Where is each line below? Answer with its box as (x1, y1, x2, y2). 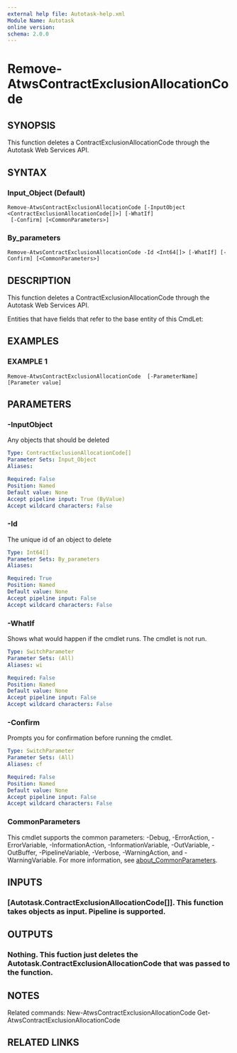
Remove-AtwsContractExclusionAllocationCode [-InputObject (7, 203, 186, 211)
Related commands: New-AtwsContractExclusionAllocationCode (7, 1008, 197, 1017)
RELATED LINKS (7, 1037, 79, 1049)
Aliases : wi (7, 661, 43, 669)
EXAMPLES (7, 335, 59, 347)
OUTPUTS (7, 928, 53, 941)
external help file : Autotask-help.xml (7, 10, 126, 18)
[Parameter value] (7, 379, 62, 386)
